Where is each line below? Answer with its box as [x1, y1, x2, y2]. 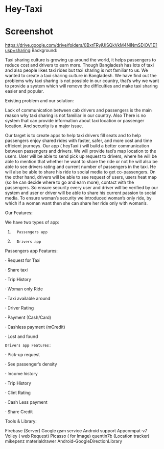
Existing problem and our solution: [5, 98, 74, 104]
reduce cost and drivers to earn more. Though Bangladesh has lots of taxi [5, 62, 154, 68]
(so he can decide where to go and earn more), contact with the [5, 179, 134, 185]
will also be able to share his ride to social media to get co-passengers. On [5, 169, 156, 175]
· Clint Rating [5, 390, 31, 396]
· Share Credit [5, 409, 33, 415]
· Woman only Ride [5, 286, 43, 292]
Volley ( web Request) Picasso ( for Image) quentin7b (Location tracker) [5, 433, 150, 439]
